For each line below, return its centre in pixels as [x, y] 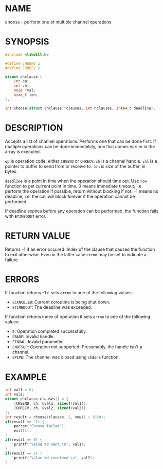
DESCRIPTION [34, 128]
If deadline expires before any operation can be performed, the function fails [82, 211]
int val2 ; [15, 394]
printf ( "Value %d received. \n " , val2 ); [54, 458]
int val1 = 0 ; [19, 390]
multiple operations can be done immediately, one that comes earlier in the [80, 146]
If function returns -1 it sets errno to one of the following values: [69, 293]
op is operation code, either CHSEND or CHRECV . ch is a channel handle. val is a [81, 161]
